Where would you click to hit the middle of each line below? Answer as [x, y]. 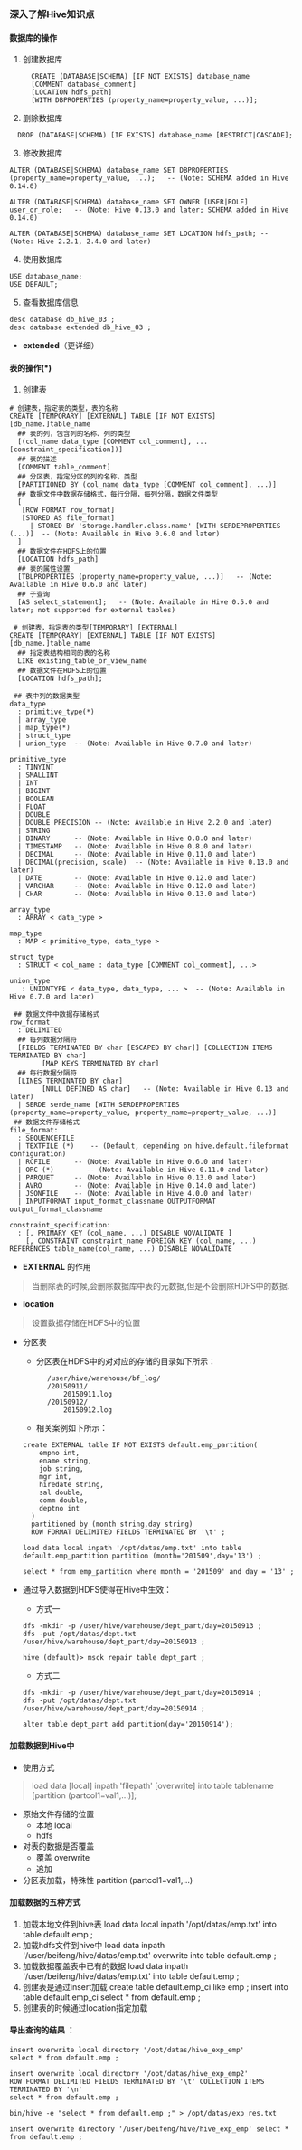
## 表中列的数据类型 [46, 696]
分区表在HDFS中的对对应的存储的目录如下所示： [126, 1361]
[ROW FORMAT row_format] [68, 510]
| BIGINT [34, 791]
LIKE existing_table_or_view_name [82, 661]
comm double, [64, 1501]
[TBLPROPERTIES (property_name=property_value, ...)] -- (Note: [145, 577]
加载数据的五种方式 [45, 1902]
